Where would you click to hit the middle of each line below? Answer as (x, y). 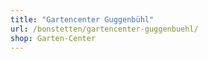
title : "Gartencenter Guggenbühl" (82, 19)
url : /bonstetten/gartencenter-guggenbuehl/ (104, 29)
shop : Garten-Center (53, 38)
